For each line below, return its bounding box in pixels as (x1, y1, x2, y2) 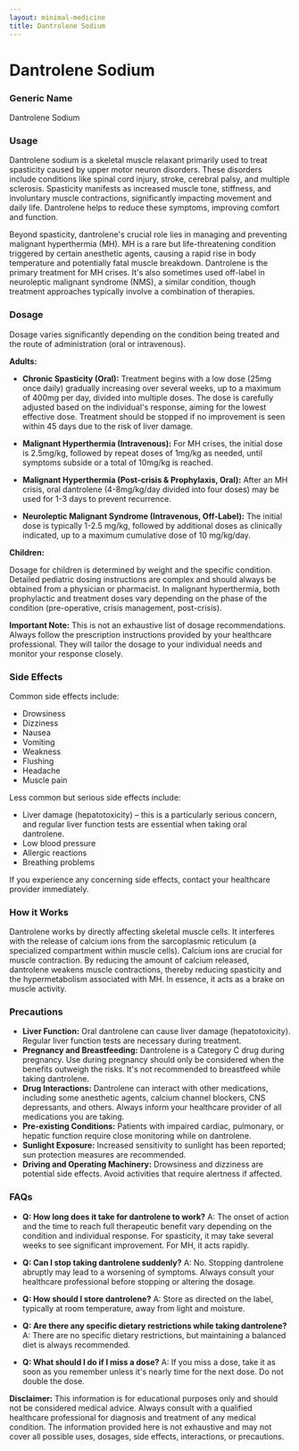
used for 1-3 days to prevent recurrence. (21, 493, 171, 504)
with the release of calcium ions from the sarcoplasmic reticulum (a (9, 936, 257, 946)
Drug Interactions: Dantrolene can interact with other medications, (21, 1083, 270, 1094)
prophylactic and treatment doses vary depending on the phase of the (9, 592, 268, 604)
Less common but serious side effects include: (9, 792, 181, 802)
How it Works (9, 905, 69, 918)
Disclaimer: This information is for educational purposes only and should (9, 1393, 278, 1404)
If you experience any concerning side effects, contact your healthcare (9, 874, 270, 885)
